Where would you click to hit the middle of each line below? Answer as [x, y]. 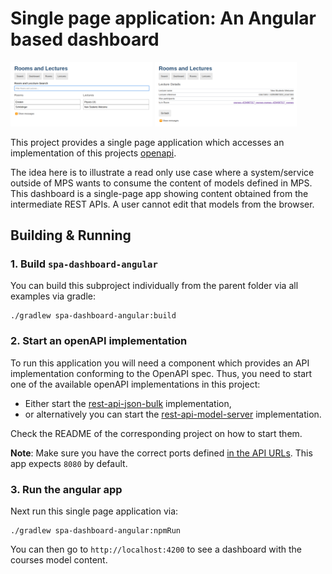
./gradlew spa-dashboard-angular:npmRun [96, 530]
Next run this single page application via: [94, 511]
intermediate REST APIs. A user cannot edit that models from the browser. [162, 204]
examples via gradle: [53, 296]
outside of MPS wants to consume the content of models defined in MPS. [161, 183]
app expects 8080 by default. [69, 463]
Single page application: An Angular [163, 18]
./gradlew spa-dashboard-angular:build [93, 316]
